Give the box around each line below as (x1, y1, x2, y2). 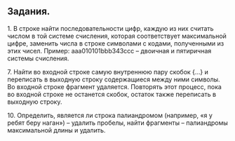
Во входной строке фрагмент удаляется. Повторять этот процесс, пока (7, 82, 222, 90)
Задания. (7, 6, 51, 18)
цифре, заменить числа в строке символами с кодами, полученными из (7, 39, 224, 48)
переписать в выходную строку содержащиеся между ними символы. (7, 75, 220, 83)
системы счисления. (7, 54, 69, 62)
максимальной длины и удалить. (7, 126, 106, 134)
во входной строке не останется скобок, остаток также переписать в (7, 90, 216, 98)
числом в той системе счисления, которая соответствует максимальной (7, 32, 227, 40)
